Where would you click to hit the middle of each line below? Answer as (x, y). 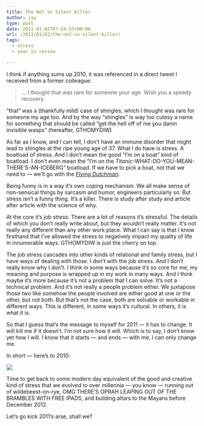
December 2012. (27, 404)
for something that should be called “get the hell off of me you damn (92, 123)
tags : (13, 40)
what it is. (18, 312)
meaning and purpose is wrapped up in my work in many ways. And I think (100, 273)
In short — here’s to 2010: (38, 356)
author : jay (21, 18)
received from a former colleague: (49, 80)
